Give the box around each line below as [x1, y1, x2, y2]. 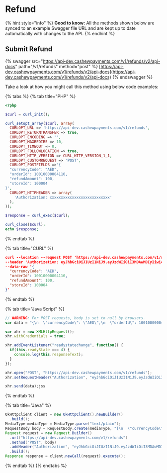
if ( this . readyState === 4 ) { [9, 347, 70, 353]
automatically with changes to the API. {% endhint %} [5, 30, 115, 36]
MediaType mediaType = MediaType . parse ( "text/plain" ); [5, 421, 121, 426]
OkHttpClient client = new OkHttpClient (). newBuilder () [5, 412, 123, 417]
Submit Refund [5, 45, 53, 53]
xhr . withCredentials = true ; [5, 334, 66, 339]
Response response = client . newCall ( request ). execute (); [5, 454, 126, 459]
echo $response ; [5, 226, 39, 232]
